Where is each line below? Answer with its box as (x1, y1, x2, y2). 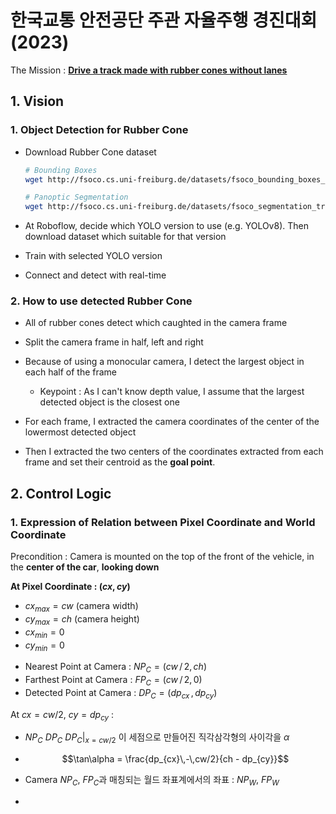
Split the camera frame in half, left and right (24, 336, 204, 348)
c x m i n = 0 (24, 626, 65, 640)
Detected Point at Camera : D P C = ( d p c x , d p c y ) (24, 686, 218, 701)
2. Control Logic (10, 485, 112, 502)
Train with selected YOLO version (24, 250, 163, 262)
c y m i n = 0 (24, 639, 65, 653)
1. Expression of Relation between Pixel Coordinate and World (10, 515, 316, 529)
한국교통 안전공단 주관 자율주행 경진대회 (10, 9, 318, 32)
